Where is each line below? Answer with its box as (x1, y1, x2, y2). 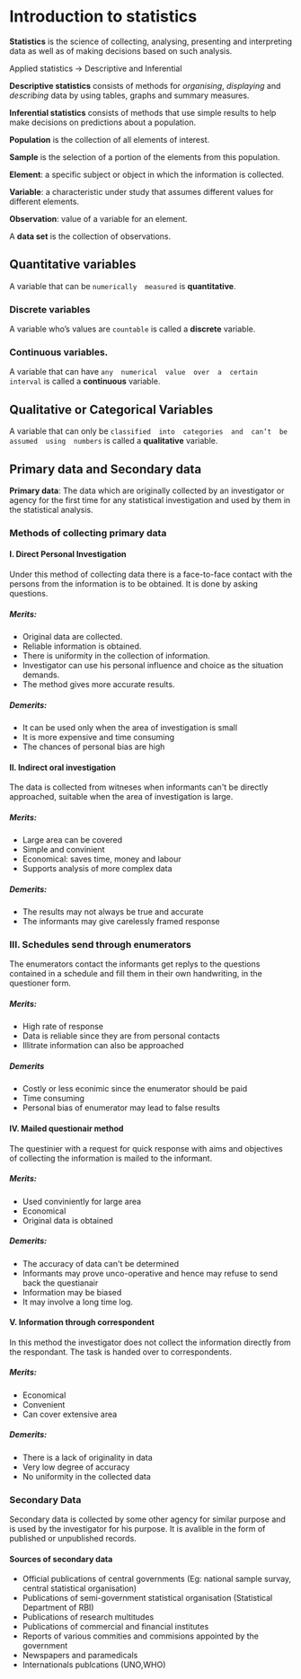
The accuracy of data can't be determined (22, 1258, 180, 1268)
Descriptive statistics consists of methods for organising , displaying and (9, 80, 281, 91)
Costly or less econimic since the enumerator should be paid (22, 1083, 248, 1094)
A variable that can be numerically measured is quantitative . (9, 280, 236, 291)
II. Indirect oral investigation (9, 762, 117, 773)
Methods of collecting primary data (9, 526, 167, 539)
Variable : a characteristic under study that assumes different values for (9, 186, 274, 197)
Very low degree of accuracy (22, 1462, 130, 1472)
